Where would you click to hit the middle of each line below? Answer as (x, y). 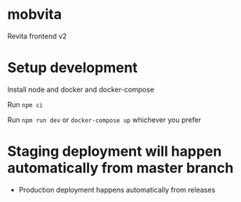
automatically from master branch (120, 168)
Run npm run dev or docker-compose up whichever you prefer (104, 120)
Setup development (73, 68)
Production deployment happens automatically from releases (117, 189)
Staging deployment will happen (115, 151)
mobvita (34, 14)
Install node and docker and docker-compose (81, 89)
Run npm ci (25, 104)
